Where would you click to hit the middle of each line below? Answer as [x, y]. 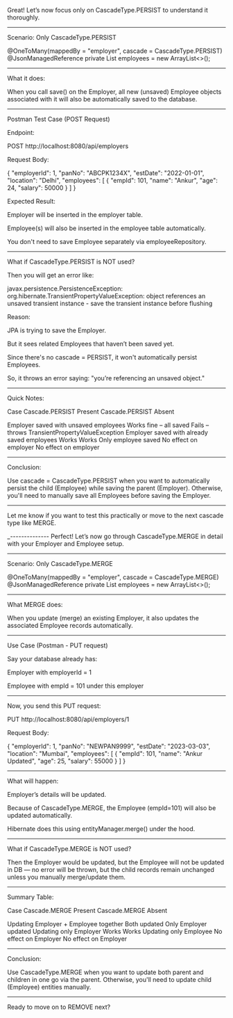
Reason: [19, 317]
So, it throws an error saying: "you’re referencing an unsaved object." [106, 378]
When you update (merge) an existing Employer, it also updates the [103, 618]
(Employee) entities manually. [49, 987]
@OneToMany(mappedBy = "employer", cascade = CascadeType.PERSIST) [115, 51]
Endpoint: [21, 132]
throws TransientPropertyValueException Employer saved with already [107, 433]
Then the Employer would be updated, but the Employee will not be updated [116, 862]
